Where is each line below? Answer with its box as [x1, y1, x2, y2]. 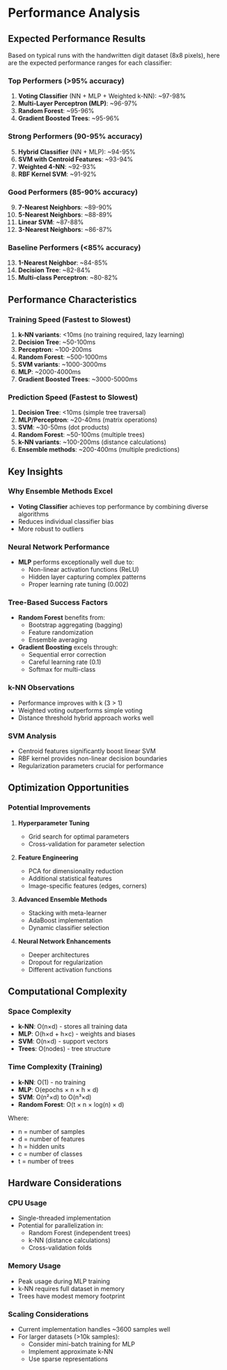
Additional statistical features [28, 874, 112, 883]
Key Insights [8, 466, 63, 478]
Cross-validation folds [28, 1244, 93, 1252]
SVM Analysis [8, 731, 57, 741]
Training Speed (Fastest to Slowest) [8, 314, 132, 324]
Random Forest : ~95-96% [17, 107, 95, 115]
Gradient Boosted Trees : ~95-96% [17, 114, 120, 123]
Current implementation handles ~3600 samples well [17, 1325, 171, 1333]
